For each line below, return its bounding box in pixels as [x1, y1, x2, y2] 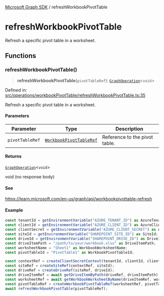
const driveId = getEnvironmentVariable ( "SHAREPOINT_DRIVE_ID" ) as [5, 236, 145, 241]
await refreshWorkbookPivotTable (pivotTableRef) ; [5, 286, 108, 291]
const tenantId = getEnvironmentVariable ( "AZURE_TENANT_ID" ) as [5, 218, 139, 223]
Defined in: [5, 87, 27, 93]
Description [115, 125, 143, 132]
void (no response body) [5, 174, 55, 180]
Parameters [5, 113, 29, 119]
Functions [5, 51, 37, 60]
